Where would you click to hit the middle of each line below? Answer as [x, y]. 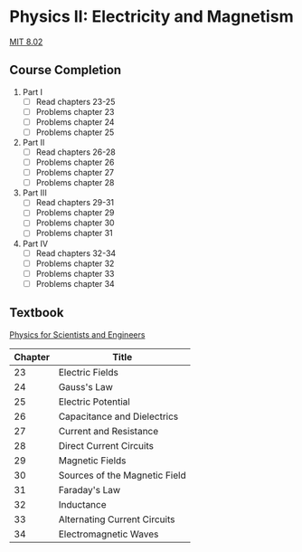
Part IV [35, 243]
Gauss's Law [85, 386]
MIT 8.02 [26, 42]
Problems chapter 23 [75, 111]
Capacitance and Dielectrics [118, 416]
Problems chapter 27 [75, 173]
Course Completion [66, 70]
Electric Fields [89, 372]
